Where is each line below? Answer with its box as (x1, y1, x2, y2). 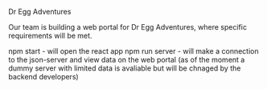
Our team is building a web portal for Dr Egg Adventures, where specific (8, 22, 248, 31)
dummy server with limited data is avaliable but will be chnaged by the (8, 63, 241, 73)
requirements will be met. (8, 31, 92, 40)
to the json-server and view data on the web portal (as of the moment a (8, 55, 245, 64)
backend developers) (8, 72, 79, 81)
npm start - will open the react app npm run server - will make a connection (8, 47, 259, 55)
